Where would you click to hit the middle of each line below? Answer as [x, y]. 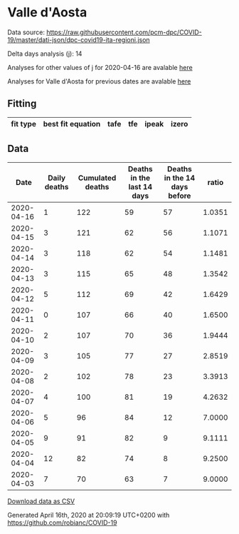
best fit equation [72, 124]
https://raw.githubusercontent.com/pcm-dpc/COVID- [124, 32]
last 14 [140, 186]
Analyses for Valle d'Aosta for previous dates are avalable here [99, 81]
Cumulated [97, 178]
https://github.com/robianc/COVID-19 [62, 523]
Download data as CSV [41, 501]
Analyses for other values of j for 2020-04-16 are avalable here [100, 67]
